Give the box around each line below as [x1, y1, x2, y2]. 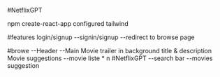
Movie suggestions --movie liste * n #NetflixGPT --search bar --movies [7, 54, 213, 62]
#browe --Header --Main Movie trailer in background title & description [7, 47, 212, 55]
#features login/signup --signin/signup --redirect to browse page [7, 33, 195, 41]
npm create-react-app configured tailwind [7, 20, 129, 27]
